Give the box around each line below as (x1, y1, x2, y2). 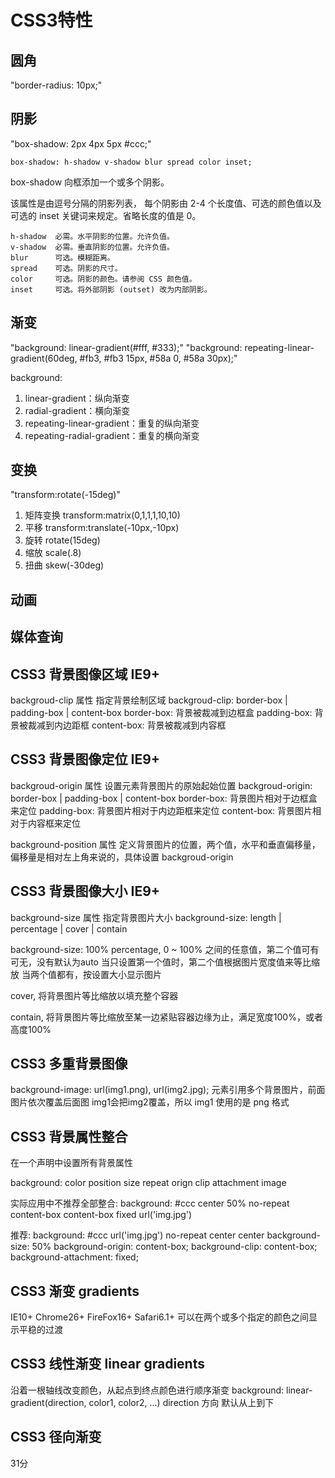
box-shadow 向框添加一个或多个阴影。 (10, 176, 170, 188)
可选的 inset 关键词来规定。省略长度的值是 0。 (10, 209, 202, 221)
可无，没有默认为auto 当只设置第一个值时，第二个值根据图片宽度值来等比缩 (10, 956, 320, 968)
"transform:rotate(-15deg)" (10, 489, 121, 501)
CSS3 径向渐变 (10, 1429, 102, 1446)
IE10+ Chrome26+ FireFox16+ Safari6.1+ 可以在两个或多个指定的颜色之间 (10, 1311, 309, 1323)
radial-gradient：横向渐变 (24, 404, 131, 416)
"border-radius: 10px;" (10, 79, 103, 91)
